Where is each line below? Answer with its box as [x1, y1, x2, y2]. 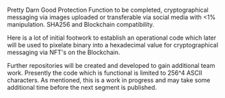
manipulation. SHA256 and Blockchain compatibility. [7, 21, 155, 28]
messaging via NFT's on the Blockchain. [7, 48, 120, 56]
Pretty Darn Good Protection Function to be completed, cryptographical [7, 6, 209, 14]
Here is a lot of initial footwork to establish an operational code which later [7, 34, 217, 42]
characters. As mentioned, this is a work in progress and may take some [7, 76, 211, 84]
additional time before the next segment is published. [7, 84, 157, 91]
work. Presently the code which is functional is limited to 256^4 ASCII [7, 69, 203, 77]
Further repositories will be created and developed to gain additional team [7, 62, 215, 69]
